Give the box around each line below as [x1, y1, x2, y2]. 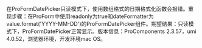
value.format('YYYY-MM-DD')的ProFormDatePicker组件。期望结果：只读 [6, 20, 189, 27]
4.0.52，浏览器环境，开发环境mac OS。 [6, 35, 106, 42]
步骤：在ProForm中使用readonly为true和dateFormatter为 [11, 13, 154, 20]
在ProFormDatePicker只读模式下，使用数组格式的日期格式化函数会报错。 [6, 5, 189, 12]
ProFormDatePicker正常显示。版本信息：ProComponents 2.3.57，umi [22, 28, 197, 35]
